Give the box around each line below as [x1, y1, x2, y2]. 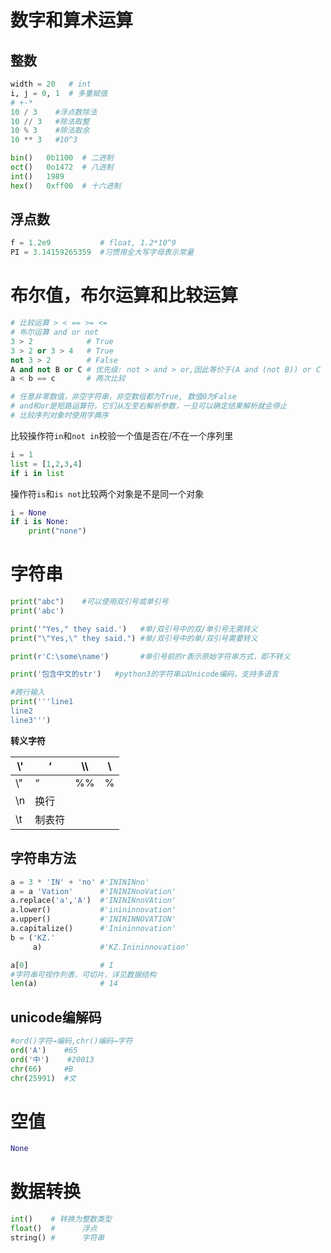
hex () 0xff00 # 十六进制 [10, 181, 122, 191]
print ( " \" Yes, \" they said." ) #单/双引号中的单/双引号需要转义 [10, 633, 258, 643]
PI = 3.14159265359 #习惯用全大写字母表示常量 [10, 247, 195, 258]
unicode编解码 [10, 1009, 102, 1026]
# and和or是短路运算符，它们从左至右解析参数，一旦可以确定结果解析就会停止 [10, 401, 288, 411]
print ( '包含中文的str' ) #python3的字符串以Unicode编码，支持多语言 [10, 669, 279, 680]
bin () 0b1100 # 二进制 [10, 153, 114, 163]
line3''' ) [10, 715, 52, 725]
